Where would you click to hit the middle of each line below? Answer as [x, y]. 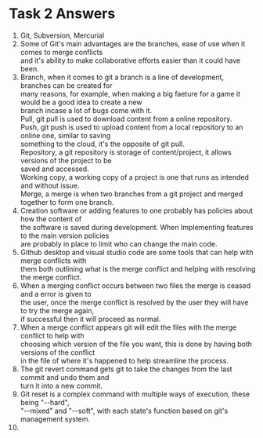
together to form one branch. [67, 202]
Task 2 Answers [62, 14]
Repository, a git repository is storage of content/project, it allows [126, 152]
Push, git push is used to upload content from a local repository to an [131, 127]
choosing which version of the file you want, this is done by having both [136, 344]
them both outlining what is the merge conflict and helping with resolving [138, 268]
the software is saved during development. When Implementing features [137, 227]
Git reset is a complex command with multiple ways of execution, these [135, 394]
